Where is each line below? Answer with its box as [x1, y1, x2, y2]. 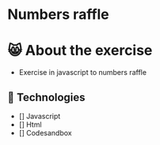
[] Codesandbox [18, 128, 72, 137]
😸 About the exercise [7, 42, 153, 60]
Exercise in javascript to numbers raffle [18, 68, 147, 77]
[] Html [18, 120, 42, 129]
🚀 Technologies [7, 91, 86, 104]
